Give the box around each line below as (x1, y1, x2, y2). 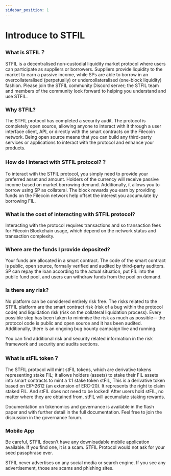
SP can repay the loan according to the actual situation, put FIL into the (5, 268, 155, 274)
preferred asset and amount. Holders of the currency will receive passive (5, 176, 159, 182)
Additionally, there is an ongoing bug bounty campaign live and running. (5, 326, 157, 332)
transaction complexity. (5, 233, 55, 239)
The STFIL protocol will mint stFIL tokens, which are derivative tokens (5, 366, 152, 373)
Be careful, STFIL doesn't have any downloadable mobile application (5, 439, 150, 445)
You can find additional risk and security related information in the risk (5, 335, 153, 341)
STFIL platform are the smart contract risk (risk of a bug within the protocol (5, 304, 163, 310)
